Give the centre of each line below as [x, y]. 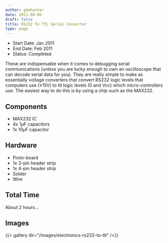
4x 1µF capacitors [31, 124]
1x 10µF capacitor [31, 129]
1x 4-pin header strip [34, 168]
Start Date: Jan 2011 [33, 43]
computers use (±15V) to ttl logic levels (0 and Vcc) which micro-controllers [84, 85]
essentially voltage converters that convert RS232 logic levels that [74, 80]
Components [26, 107]
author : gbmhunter [25, 10]
